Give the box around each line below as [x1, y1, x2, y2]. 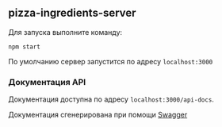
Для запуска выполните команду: [8, 27, 123, 37]
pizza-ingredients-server [8, 6, 136, 20]
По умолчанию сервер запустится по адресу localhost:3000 [8, 56, 213, 66]
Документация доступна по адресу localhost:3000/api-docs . [8, 94, 214, 104]
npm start [8, 43, 41, 51]
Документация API [8, 76, 86, 87]
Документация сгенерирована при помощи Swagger [8, 110, 188, 120]
